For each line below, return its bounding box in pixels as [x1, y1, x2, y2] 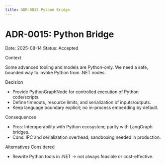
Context [5, 55, 21, 60]
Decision [5, 79, 23, 85]
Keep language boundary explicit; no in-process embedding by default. [12, 105, 159, 110]
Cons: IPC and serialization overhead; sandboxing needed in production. [12, 134, 161, 140]
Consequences [5, 114, 36, 120]
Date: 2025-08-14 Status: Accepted [5, 45, 79, 51]
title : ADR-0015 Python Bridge [5, 7, 70, 12]
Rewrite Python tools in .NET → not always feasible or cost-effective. [12, 153, 154, 159]
